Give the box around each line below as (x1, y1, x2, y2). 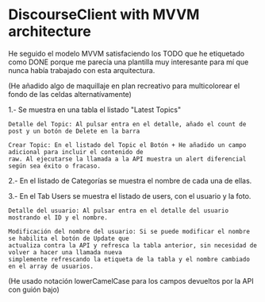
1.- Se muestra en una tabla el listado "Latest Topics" (8, 105, 182, 114)
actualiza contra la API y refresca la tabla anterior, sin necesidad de (8, 241, 258, 250)
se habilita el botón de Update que (8, 234, 129, 242)
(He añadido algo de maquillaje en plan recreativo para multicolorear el (8, 81, 240, 91)
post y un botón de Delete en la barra (8, 127, 140, 135)
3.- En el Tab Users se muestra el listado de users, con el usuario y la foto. (8, 191, 252, 200)
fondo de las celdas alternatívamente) (8, 89, 132, 99)
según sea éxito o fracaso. (8, 161, 102, 170)
